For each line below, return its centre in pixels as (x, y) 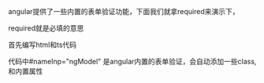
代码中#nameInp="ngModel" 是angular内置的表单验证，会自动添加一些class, (132, 61)
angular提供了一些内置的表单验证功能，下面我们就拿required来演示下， (124, 11)
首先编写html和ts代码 (43, 45)
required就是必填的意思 (46, 28)
